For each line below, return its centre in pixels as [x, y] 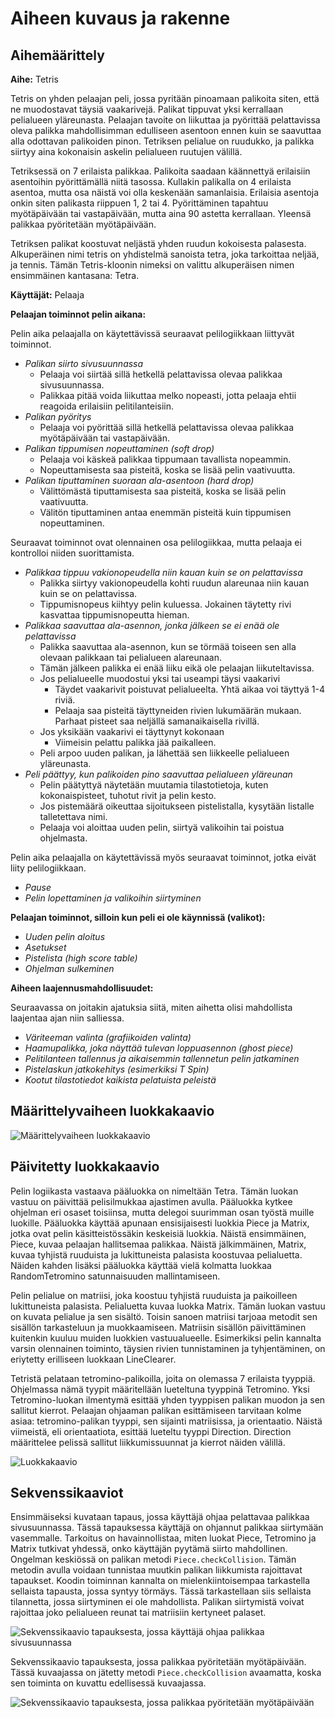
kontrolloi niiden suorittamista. [72, 553]
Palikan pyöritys [58, 416]
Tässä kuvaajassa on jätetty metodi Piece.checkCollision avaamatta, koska [166, 1673]
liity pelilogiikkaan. [48, 868]
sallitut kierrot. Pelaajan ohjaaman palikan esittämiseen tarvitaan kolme [156, 1410]
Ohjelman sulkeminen [69, 968]
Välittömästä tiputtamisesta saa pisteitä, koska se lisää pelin [163, 491]
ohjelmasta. [63, 838]
